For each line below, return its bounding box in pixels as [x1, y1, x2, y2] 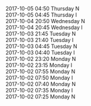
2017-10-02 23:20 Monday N [5, 56, 76, 62]
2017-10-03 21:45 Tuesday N [5, 30, 76, 37]
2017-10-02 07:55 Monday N [5, 68, 76, 75]
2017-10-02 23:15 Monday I [5, 62, 72, 69]
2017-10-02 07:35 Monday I [5, 87, 73, 94]
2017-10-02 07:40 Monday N [5, 81, 76, 88]
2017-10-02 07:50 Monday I [5, 74, 73, 81]
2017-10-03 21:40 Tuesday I [5, 37, 74, 43]
